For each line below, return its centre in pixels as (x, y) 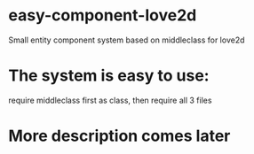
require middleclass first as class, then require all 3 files (110, 100)
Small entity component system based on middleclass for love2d (127, 40)
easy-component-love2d (103, 15)
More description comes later (119, 136)
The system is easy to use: (109, 76)
